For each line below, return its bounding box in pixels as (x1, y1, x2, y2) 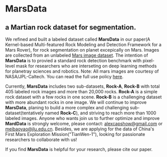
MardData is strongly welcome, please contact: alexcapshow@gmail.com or (5, 121, 163, 126)
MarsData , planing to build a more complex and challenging (5, 105, 129, 110)
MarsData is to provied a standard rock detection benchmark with (5, 58, 142, 63)
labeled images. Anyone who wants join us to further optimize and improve (5, 115, 160, 121)
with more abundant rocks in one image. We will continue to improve (5, 99, 147, 105)
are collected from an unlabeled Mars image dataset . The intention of (5, 52, 148, 58)
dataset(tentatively (5, 110, 44, 116)
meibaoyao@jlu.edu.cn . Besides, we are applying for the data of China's (5, 126, 154, 132)
